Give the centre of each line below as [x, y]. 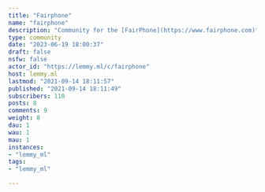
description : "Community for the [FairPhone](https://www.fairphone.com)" [134, 30]
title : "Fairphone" [40, 15]
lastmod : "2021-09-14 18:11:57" [61, 81]
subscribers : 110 [37, 96]
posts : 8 [22, 103]
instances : [26, 147]
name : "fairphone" [38, 23]
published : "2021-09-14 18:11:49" [65, 89]
